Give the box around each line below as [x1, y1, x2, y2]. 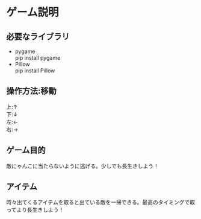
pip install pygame [14, 54, 61, 61]
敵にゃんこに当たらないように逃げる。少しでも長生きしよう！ [6, 162, 159, 170]
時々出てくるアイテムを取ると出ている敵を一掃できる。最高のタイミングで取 [6, 198, 196, 206]
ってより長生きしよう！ [6, 206, 64, 214]
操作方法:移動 [6, 86, 57, 97]
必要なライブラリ [6, 31, 70, 42]
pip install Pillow [14, 67, 55, 74]
